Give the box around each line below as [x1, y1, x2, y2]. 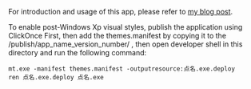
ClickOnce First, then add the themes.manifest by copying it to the [8, 31, 226, 40]
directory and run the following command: [8, 48, 147, 57]
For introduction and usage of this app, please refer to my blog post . [8, 7, 233, 16]
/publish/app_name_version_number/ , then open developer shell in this [8, 39, 243, 49]
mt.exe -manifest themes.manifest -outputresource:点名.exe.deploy [8, 65, 236, 73]
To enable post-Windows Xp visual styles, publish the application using [8, 22, 243, 31]
